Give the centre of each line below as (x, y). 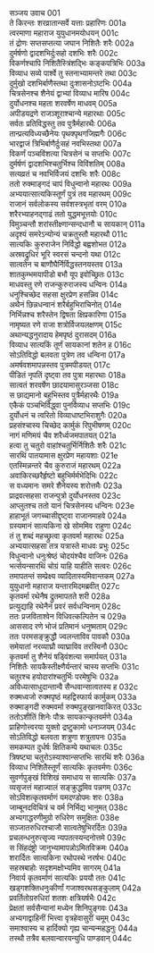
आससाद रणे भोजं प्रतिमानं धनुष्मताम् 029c (69, 626)
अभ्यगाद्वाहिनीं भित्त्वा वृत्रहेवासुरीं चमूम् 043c (70, 918)
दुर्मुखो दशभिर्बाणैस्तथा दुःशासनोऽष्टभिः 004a (71, 83)
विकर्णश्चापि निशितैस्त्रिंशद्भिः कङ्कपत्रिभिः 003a (77, 63)
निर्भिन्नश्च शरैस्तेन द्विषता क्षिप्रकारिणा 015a (68, 315)
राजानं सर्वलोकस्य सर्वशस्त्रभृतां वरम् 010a (68, 204)
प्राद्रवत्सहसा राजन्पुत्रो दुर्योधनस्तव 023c (65, 496)
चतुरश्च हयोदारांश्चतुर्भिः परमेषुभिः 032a (64, 677)
